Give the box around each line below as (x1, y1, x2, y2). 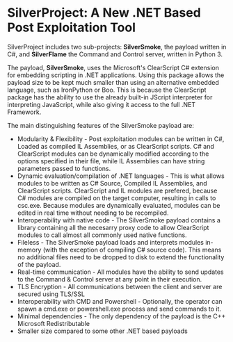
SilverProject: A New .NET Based (7, 5, 202, 21)
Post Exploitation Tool (7, 19, 136, 35)
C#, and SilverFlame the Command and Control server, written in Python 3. (7, 50, 223, 58)
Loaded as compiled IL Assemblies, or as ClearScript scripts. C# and (17, 142, 214, 150)
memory (17, 245, 42, 254)
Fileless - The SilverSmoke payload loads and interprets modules (17, 238, 204, 246)
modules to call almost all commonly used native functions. (17, 231, 187, 239)
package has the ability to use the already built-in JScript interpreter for (7, 92, 213, 101)
